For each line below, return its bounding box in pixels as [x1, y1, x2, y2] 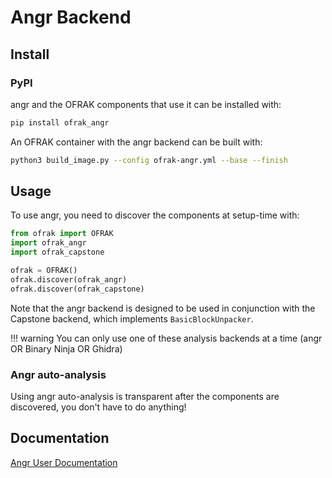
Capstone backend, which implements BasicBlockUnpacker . [10, 312, 254, 325]
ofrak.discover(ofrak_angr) [10, 274, 128, 285]
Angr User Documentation [10, 456, 118, 468]
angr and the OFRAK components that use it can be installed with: [10, 98, 282, 110]
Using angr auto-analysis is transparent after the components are [10, 390, 280, 402]
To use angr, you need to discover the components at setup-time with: [10, 209, 300, 221]
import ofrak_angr [10, 238, 87, 248]
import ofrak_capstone [10, 247, 105, 258]
